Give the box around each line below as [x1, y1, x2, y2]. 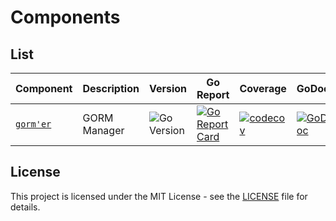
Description [82, 82, 140, 95]
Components [10, 6, 121, 29]
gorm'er [15, 119, 52, 130]
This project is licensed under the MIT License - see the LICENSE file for [10, 190, 308, 202]
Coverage [239, 82, 287, 95]
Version [148, 82, 187, 95]
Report [196, 88, 230, 101]
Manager [82, 124, 125, 137]
